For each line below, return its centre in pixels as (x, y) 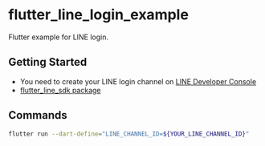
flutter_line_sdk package (61, 90)
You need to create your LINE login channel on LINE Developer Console (138, 81)
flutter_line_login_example (98, 15)
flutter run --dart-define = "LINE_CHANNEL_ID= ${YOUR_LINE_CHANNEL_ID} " (129, 134)
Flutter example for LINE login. (59, 37)
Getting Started (48, 62)
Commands (38, 115)
